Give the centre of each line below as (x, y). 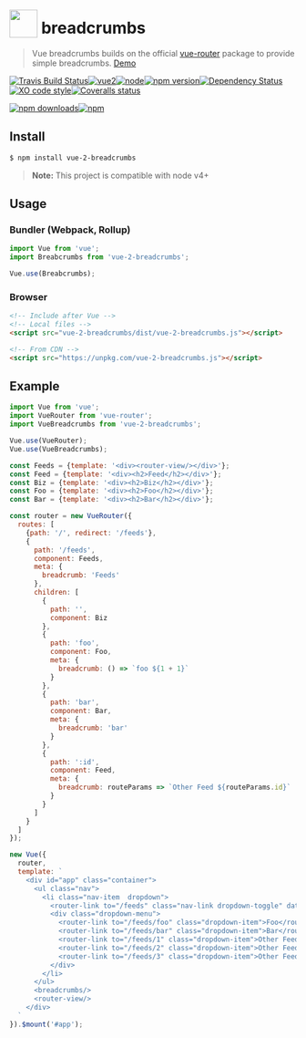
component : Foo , (81, 652)
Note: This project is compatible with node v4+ (120, 175)
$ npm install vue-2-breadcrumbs (73, 158)
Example (35, 386)
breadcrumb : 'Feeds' (81, 576)
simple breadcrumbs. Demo (84, 63)
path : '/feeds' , (64, 550)
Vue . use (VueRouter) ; (49, 441)
